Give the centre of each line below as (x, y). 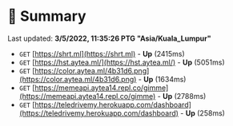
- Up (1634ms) (162, 79)
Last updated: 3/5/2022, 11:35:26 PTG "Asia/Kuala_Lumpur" (109, 38)
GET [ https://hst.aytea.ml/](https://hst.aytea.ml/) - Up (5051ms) (122, 62)
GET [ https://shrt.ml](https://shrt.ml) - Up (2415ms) (102, 53)
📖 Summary (47, 16)
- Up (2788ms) (182, 96)
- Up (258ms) (203, 113)
